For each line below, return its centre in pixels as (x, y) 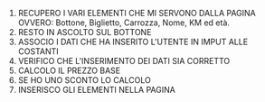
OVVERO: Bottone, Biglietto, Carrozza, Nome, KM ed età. (124, 23)
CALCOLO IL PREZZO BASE (69, 70)
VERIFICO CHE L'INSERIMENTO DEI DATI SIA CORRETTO (124, 61)
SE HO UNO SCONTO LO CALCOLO (84, 80)
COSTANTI (38, 51)
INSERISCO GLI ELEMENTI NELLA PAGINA (97, 90)
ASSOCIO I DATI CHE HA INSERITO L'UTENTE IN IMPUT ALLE (133, 42)
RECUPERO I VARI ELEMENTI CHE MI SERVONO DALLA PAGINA (137, 13)
